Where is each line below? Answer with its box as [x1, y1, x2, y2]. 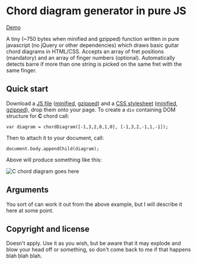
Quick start [6, 84, 49, 94]
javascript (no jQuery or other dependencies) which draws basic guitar [6, 42, 179, 49]
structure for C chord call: [6, 112, 69, 119]
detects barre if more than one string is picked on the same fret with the [6, 61, 182, 68]
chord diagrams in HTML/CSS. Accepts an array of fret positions [6, 47, 164, 55]
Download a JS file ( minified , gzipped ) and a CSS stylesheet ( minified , [6, 100, 178, 107]
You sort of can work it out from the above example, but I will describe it [6, 201, 183, 208]
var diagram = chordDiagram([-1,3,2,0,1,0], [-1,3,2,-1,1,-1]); [6, 123, 169, 130]
